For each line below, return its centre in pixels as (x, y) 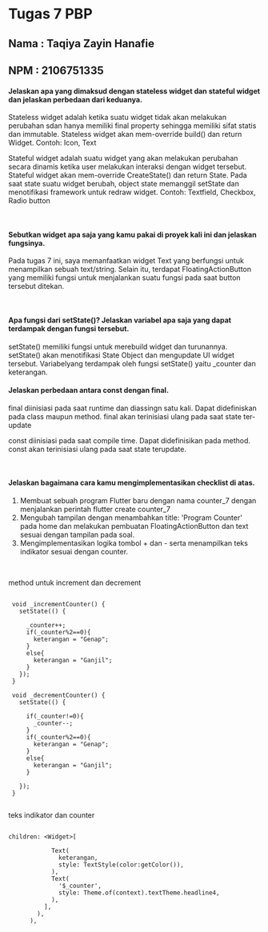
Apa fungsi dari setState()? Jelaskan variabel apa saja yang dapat (120, 320)
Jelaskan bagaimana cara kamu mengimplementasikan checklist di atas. (132, 483)
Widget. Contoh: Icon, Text (52, 143)
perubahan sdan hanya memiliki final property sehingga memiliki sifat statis (132, 126)
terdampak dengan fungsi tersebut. (69, 328)
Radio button (29, 201)
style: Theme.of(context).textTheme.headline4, (139, 893)
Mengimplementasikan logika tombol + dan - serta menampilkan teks (134, 543)
